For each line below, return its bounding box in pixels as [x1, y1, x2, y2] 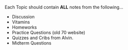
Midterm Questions [11, 40, 52, 46]
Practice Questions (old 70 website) [11, 30, 86, 35]
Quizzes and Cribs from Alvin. [11, 35, 73, 41]
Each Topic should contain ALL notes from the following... [4, 4, 124, 10]
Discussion [11, 14, 35, 19]
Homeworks [11, 24, 37, 30]
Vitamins [11, 19, 30, 25]
